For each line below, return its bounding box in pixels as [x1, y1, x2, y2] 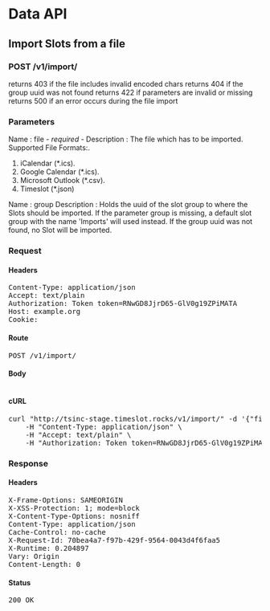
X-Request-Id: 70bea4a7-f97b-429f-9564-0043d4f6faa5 [8, 536, 221, 545]
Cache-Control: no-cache [8, 527, 106, 537]
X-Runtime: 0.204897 [8, 544, 90, 553]
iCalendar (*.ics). [19, 158, 76, 169]
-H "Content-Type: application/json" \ [25, 422, 182, 431]
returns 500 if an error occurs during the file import [8, 96, 178, 105]
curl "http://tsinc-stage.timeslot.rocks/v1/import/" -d [8, 414, 238, 423]
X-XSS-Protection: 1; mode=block [8, 503, 141, 513]
